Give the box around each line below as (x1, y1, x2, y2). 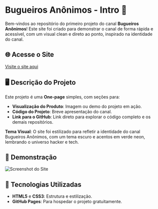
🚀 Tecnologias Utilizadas (5, 180, 81, 188)
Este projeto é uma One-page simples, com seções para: (5, 94, 120, 100)
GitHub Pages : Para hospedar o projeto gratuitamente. (12, 199, 122, 205)
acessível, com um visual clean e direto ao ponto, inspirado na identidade (5, 31, 153, 37)
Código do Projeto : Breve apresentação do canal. (12, 108, 112, 114)
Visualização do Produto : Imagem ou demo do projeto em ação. (12, 103, 142, 109)
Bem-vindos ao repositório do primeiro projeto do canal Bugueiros (5, 21, 139, 26)
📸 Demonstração (5, 153, 57, 161)
